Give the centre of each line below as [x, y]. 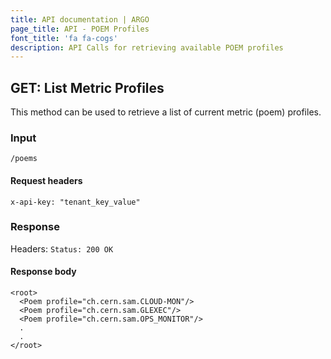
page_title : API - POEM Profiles [80, 29]
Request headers [46, 180]
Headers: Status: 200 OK [62, 248]
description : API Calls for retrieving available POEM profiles [147, 47]
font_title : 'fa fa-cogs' [64, 38]
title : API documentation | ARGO [80, 19]
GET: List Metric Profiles [87, 87]
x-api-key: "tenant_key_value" [75, 202]
